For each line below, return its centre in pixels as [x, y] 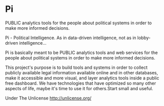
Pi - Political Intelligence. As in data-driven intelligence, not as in [71, 38]
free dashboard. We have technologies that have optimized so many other [81, 83]
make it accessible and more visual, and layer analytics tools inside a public [82, 78]
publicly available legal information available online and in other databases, [82, 72]
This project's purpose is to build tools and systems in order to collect [76, 67]
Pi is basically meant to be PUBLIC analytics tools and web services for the [82, 53]
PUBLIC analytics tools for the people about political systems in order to [79, 23]
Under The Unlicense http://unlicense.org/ [48, 98]
